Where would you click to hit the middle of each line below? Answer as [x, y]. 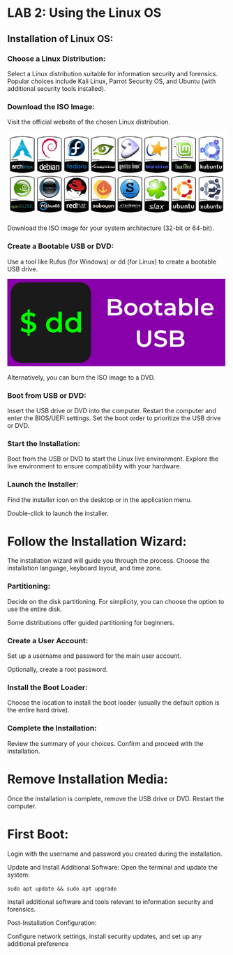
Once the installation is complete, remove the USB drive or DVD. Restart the [116, 798]
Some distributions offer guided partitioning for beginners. [91, 622]
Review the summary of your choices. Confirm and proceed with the [105, 743]
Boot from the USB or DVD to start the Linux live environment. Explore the [113, 459]
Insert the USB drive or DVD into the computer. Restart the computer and [112, 410]
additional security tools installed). [57, 88]
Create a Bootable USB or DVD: [61, 246]
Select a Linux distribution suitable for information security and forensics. [113, 73]
